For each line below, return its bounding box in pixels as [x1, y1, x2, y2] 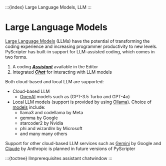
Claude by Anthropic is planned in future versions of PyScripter [5, 146, 135, 152]
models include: [12, 104, 46, 110]
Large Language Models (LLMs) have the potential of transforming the [5, 38, 150, 44]
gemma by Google [19, 115, 58, 121]
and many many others [19, 131, 67, 137]
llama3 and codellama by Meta [19, 109, 83, 115]
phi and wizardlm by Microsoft [19, 125, 82, 131]
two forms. [5, 54, 27, 60]
